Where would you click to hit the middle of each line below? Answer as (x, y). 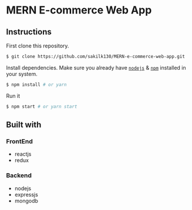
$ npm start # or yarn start (42, 106)
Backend (19, 175)
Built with (24, 125)
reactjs (23, 154)
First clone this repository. (38, 46)
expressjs (26, 194)
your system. (22, 74)
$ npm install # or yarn (36, 85)
